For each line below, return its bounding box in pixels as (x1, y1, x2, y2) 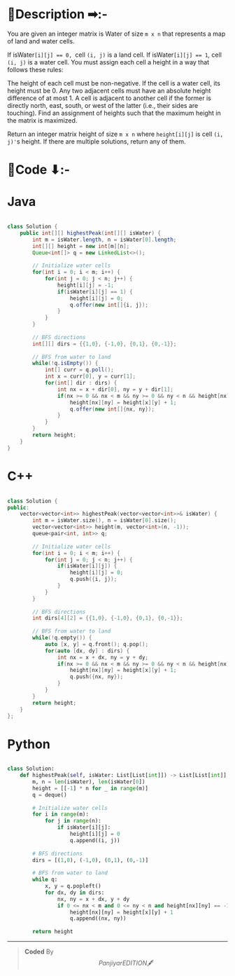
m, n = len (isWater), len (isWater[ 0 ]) (32, 778, 145, 785)
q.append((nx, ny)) (69, 915, 127, 922)
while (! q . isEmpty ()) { (32, 360, 99, 367)
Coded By (24, 947, 54, 956)
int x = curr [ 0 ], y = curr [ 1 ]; (44, 373, 136, 380)
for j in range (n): (44, 818, 101, 825)
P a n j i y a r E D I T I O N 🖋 (98, 959, 154, 968)
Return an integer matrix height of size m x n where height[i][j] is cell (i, (7, 130, 224, 138)
